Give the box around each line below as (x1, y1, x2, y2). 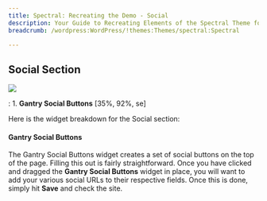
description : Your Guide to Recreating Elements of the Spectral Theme (8, 19, 250, 27)
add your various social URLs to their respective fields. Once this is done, (8, 176, 249, 185)
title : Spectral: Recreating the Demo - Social (8, 11, 169, 20)
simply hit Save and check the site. (8, 184, 123, 193)
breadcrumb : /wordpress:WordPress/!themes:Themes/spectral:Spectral (8, 26, 240, 34)
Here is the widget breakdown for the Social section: (8, 114, 180, 124)
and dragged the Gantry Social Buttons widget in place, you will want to (8, 167, 246, 176)
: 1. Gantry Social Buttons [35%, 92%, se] (8, 99, 147, 108)
